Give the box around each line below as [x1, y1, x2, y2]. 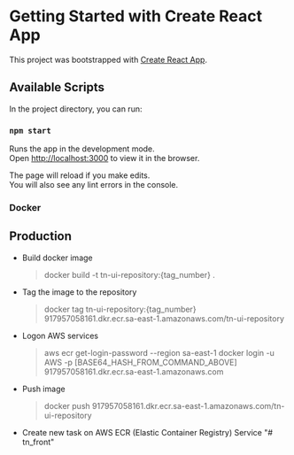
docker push [43, 400, 90, 411]
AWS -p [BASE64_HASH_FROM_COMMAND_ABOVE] [43, 357, 237, 367]
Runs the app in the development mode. [9, 143, 155, 154]
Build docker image [21, 252, 93, 263]
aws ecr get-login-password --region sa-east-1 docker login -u [43, 347, 275, 358]
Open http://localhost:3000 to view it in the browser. [9, 153, 200, 164]
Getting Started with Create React [9, 6, 263, 27]
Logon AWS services [21, 330, 99, 341]
